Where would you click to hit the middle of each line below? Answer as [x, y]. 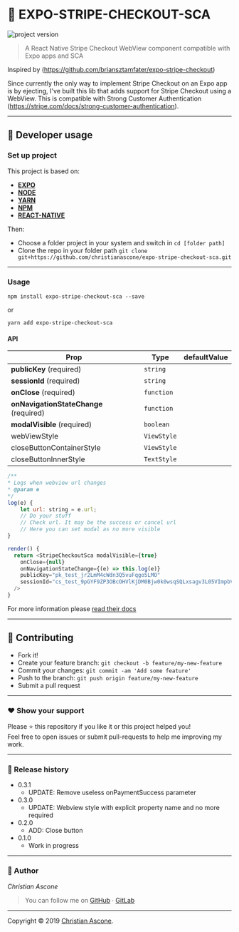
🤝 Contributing [41, 638]
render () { [23, 548]
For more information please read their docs [72, 608]
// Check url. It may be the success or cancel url [98, 523]
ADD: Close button [55, 831]
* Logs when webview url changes [57, 483]
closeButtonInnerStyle [48, 459]
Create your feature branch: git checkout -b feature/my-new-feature [120, 662]
